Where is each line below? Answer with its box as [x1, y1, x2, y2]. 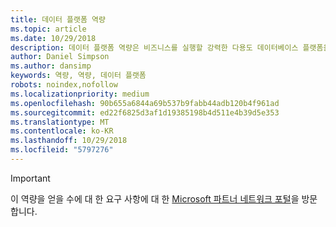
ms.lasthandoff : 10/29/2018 [10, 136, 128, 146]
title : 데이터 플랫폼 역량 [10, 14, 106, 25]
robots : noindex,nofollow [10, 80, 118, 90]
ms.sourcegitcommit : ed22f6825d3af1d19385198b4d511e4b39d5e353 [10, 107, 280, 118]
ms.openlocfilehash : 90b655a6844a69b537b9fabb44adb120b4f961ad [10, 98, 280, 108]
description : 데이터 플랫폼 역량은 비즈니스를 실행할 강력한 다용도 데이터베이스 [10, 42, 299, 53]
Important [10, 172, 51, 184]
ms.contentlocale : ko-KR [10, 126, 114, 136]
